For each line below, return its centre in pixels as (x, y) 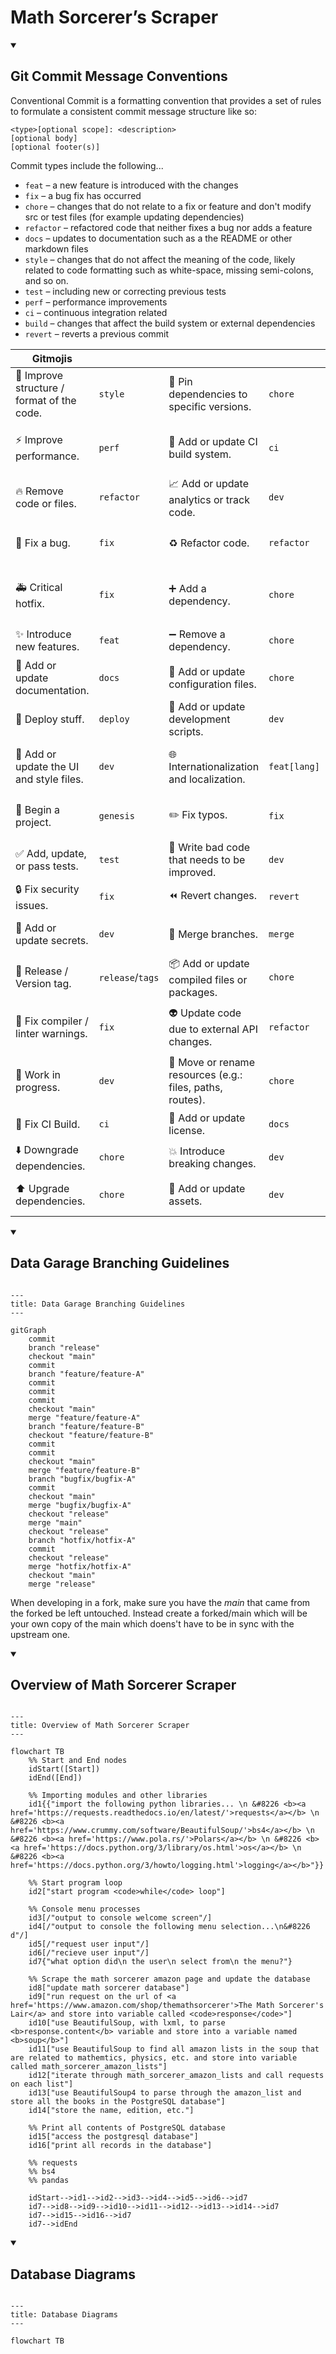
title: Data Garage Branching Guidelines (98, 1304)
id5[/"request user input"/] (89, 1944)
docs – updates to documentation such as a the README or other (158, 238)
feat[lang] (294, 766)
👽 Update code (205, 1013)
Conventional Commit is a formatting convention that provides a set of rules (166, 100)
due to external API (213, 1029)
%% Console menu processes (84, 1909)
